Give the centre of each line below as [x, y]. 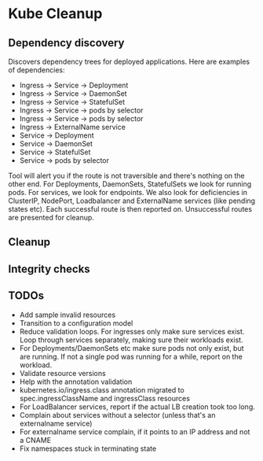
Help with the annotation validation [76, 382]
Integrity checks [49, 269]
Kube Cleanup [55, 14]
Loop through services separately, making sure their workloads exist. [131, 340]
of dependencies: [37, 70]
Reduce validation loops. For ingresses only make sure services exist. [132, 331]
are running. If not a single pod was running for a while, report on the [131, 356]
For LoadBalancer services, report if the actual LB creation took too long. [137, 407]
